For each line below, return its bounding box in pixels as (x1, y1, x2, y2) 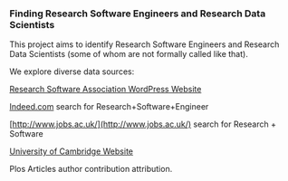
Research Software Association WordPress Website (9, 84, 202, 95)
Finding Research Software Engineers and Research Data (9, 7, 266, 20)
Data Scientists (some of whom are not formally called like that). (9, 49, 249, 60)
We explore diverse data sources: (9, 66, 135, 77)
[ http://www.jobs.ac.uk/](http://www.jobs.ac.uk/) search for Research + (9, 119, 276, 129)
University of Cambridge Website (9, 146, 134, 157)
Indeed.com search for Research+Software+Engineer (9, 101, 209, 112)
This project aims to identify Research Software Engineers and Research (9, 39, 280, 50)
